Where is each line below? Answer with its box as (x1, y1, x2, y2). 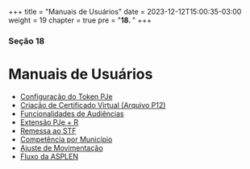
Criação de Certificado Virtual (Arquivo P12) (19, 100, 166, 109)
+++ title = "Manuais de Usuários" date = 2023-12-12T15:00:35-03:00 (8, 7, 242, 16)
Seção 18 (8, 35, 45, 47)
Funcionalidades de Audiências (19, 109, 124, 118)
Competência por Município (19, 134, 113, 144)
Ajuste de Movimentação (19, 142, 103, 152)
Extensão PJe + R (19, 117, 79, 127)
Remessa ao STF (19, 126, 77, 135)
